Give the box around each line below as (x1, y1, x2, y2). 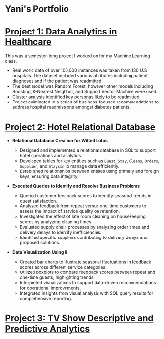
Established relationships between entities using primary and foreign (19, 169, 159, 174)
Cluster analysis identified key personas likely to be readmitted (12, 94, 140, 100)
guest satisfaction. (19, 198, 58, 204)
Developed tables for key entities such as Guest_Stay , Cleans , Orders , (19, 158, 160, 164)
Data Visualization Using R (12, 249, 68, 255)
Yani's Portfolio (5, 3, 69, 15)
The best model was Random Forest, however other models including (12, 83, 154, 89)
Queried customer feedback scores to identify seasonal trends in (19, 193, 152, 199)
